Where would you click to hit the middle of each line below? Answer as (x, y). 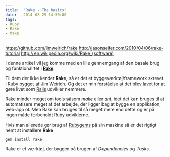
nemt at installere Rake (29, 130)
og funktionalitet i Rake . (30, 68)
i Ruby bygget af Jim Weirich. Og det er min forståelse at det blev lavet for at (85, 84)
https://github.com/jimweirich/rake (41, 48)
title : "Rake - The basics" (36, 10)
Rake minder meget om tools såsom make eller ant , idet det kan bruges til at (85, 99)
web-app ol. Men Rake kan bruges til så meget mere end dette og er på (80, 110)
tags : (11, 19)
